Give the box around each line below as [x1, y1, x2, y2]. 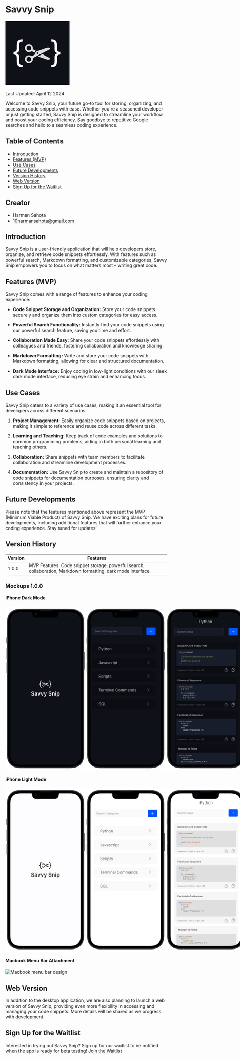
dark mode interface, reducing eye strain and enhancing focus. [12, 374, 146, 380]
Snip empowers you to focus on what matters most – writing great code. [5, 262, 158, 268]
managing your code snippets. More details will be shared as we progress [5, 1009, 162, 1015]
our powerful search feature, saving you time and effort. [12, 327, 132, 334]
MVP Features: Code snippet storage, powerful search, [29, 562, 145, 569]
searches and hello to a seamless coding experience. [5, 122, 118, 128]
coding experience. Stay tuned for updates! [5, 525, 97, 531]
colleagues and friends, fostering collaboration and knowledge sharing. [12, 343, 164, 349]
